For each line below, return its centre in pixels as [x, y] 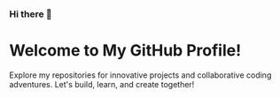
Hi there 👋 [31, 14]
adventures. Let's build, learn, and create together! [102, 84]
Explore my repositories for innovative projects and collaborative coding [140, 75]
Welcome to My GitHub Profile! [125, 51]
